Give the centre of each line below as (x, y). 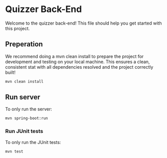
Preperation (24, 44)
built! (11, 72)
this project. (18, 28)
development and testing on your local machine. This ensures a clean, (77, 62)
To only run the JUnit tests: (33, 142)
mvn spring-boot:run (27, 118)
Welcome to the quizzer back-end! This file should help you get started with (83, 23)
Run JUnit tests (24, 131)
